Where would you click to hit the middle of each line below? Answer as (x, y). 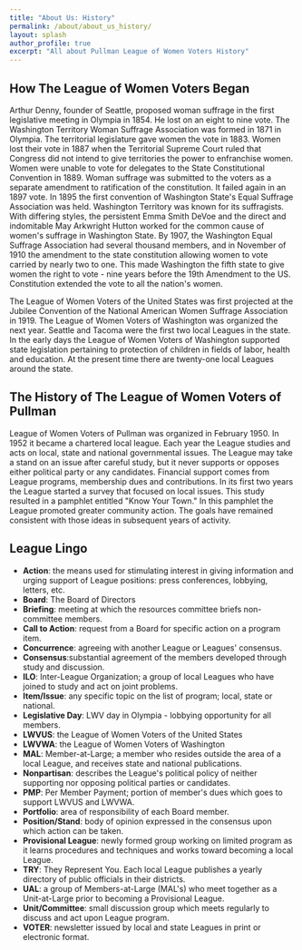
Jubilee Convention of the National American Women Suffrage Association (149, 310)
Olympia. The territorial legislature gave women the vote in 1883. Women (145, 139)
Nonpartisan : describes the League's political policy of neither (140, 773)
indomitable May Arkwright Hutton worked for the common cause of (137, 225)
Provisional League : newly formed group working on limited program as (157, 840)
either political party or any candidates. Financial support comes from (140, 472)
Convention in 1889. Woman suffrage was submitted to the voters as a (141, 177)
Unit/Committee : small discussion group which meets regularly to (146, 907)
